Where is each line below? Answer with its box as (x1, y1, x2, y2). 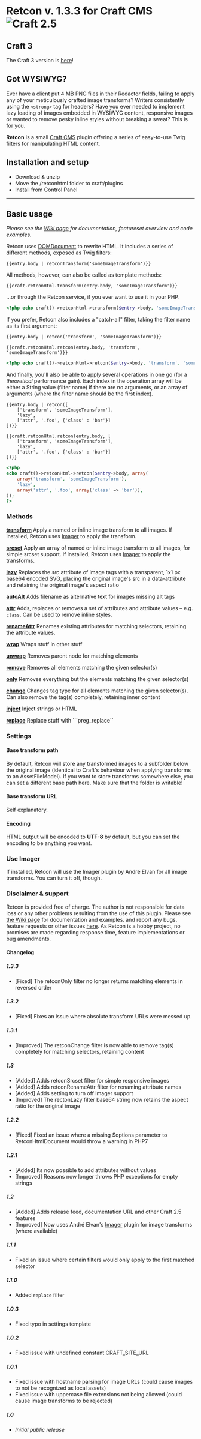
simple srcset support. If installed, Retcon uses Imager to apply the (6, 550, 171, 557)
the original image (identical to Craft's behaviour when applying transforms (6, 766, 191, 774)
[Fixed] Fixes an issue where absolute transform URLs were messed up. (14, 1013, 193, 1020)
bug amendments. (6, 935, 51, 942)
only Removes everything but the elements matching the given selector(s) (6, 675, 189, 682)
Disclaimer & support (6, 889, 69, 898)
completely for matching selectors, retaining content (14, 1048, 145, 1056)
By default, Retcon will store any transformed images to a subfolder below (6, 760, 189, 767)
